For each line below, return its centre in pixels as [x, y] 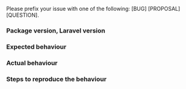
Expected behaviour [36, 46]
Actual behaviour [32, 63]
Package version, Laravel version [56, 31]
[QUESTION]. [23, 15]
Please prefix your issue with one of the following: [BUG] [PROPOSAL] [93, 9]
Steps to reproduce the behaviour [57, 79]
